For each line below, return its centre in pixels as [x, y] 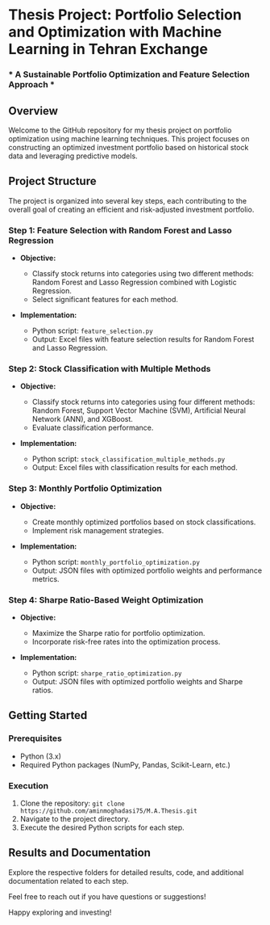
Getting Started [48, 715]
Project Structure [52, 181]
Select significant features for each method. [105, 300]
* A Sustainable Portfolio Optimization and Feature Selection [129, 74]
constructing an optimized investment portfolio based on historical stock [129, 147]
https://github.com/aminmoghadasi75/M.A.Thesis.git [108, 811]
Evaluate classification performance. [93, 428]
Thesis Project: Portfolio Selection [125, 15]
